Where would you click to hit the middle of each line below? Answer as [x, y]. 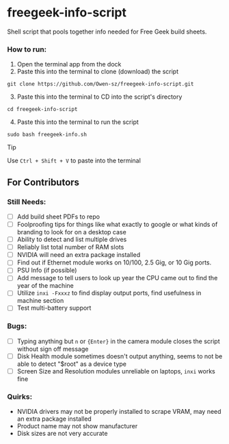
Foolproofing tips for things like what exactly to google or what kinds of [117, 224]
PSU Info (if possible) [47, 270]
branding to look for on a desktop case [71, 232]
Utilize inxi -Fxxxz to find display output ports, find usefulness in [109, 293]
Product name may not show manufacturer [77, 426]
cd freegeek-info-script [42, 110]
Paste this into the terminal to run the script [78, 122]
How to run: [27, 49]
